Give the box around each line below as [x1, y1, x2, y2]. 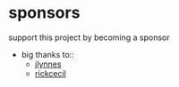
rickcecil [34, 67, 66, 78]
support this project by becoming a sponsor [8, 32, 171, 43]
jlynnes [34, 59, 62, 69]
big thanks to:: [21, 49, 75, 59]
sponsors [8, 3, 81, 23]
